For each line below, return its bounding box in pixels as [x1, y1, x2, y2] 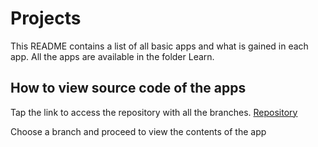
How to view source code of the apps [10, 80, 247, 97]
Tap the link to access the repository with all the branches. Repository [10, 106, 298, 118]
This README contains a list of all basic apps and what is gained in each [10, 40, 309, 52]
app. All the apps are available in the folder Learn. [10, 50, 215, 62]
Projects [10, 7, 82, 30]
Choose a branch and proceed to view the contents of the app [10, 125, 267, 137]
